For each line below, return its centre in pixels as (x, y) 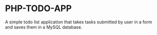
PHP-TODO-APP (39, 9)
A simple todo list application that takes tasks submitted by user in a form (79, 22)
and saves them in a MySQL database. (44, 27)
